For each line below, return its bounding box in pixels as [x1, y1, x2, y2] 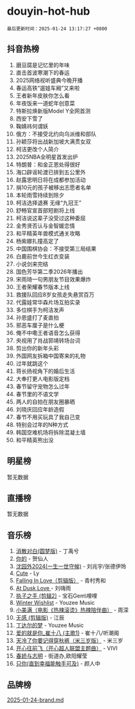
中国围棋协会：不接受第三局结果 [15, 245, 97, 252]
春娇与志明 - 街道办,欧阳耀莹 [15, 652, 88, 659]
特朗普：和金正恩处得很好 [15, 160, 81, 168]
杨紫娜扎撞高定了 [15, 237, 59, 244]
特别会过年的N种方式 [15, 421, 69, 428]
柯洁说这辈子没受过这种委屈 [15, 214, 86, 222]
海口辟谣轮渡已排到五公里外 [15, 168, 86, 176]
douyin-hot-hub [7, 4, 90, 18]
